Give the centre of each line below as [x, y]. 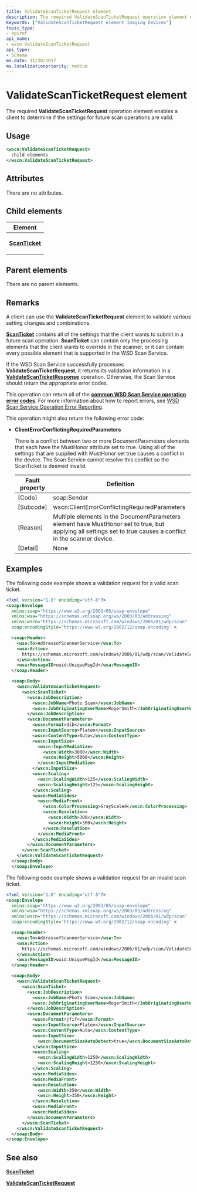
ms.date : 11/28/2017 [31, 60]
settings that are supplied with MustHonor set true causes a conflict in [99, 453]
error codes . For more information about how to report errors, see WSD [93, 400]
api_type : [18, 50]
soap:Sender [70, 497]
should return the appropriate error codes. [57, 383]
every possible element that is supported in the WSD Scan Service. [87, 353]
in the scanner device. [83, 539]
